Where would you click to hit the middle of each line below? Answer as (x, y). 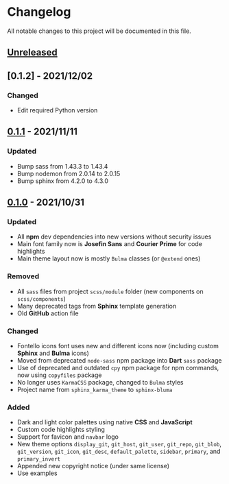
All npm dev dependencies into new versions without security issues (114, 237)
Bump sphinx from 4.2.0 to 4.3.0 (62, 181)
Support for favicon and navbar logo (68, 437)
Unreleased (33, 52)
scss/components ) (41, 298)
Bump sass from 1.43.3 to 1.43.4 (62, 166)
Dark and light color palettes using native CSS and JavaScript (105, 422)
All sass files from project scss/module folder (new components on (110, 291)
